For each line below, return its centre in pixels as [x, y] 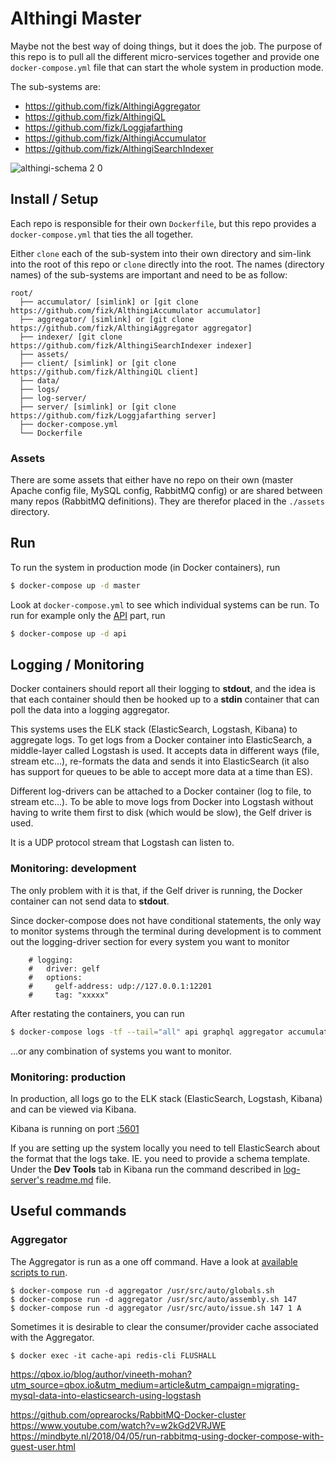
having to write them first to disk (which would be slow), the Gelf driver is [161, 813]
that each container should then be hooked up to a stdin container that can [165, 699]
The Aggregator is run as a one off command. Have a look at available [154, 1261]
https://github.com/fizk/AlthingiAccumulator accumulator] [136, 310]
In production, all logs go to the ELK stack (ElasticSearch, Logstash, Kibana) [166, 1098]
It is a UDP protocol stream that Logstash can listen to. [122, 843]
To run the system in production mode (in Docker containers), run [145, 567]
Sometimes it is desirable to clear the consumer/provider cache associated [164, 1326]
